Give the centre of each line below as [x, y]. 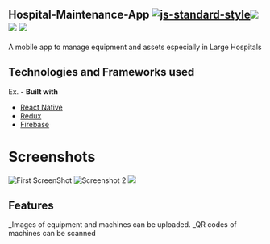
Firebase [35, 124]
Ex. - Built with [33, 91]
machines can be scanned [52, 234]
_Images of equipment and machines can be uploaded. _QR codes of [123, 225]
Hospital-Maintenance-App [79, 15]
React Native [41, 107]
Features [31, 205]
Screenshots [52, 157]
